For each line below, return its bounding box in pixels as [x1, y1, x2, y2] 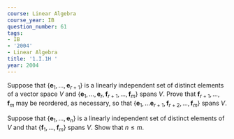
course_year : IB [7, 17, 54, 24]
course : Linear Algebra [7, 10, 77, 17]
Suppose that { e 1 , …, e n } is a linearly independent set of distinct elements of [7, 114, 225, 124]
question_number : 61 [7, 23, 68, 30]
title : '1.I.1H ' [7, 56, 58, 63]
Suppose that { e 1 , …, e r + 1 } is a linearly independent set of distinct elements [7, 81, 224, 91]
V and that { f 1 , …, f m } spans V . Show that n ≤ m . [7, 123, 145, 133]
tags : [7, 29, 23, 37]
